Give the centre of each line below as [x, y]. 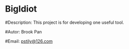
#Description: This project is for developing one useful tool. [64, 22]
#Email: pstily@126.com [29, 41]
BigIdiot [21, 9]
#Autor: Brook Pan [24, 32]
